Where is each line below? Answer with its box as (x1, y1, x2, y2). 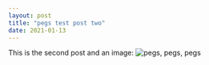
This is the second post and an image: (8, 48, 135, 58)
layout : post (8, 11, 52, 20)
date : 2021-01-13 (8, 26, 66, 34)
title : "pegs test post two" (8, 19, 106, 27)
